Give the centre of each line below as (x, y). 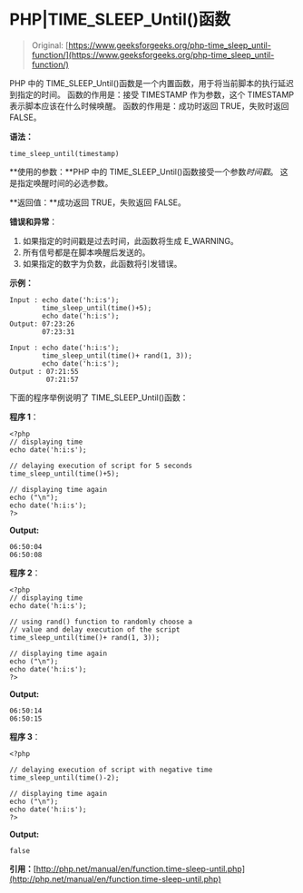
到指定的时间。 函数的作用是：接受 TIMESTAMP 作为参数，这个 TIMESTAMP (152, 94)
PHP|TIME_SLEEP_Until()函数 (120, 20)
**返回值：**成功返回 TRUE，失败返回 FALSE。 (98, 202)
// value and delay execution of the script (95, 629)
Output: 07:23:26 (42, 324)
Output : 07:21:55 (44, 371)
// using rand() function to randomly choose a (101, 622)
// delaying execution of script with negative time (111, 770)
